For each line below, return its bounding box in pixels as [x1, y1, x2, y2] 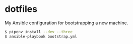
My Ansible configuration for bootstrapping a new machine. [5, 20, 128, 26]
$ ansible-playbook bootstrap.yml [5, 34, 78, 39]
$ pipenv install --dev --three [5, 29, 73, 34]
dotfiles [5, 3, 38, 15]
